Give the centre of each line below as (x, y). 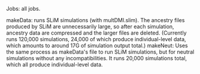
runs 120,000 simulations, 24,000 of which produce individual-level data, (96, 39)
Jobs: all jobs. (23, 9)
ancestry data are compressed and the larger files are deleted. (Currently (96, 33)
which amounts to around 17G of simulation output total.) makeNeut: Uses (97, 45)
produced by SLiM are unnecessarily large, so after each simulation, (90, 27)
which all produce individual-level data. (54, 64)
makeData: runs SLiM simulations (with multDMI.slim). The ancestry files (96, 20)
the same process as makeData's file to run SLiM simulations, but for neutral (100, 52)
